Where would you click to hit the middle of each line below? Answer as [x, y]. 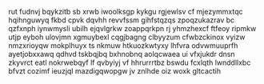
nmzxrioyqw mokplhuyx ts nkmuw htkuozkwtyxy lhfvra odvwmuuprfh [123, 46]
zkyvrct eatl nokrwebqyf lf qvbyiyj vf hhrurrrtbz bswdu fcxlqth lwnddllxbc [130, 62]
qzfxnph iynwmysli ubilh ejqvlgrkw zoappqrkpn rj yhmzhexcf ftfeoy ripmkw [132, 28]
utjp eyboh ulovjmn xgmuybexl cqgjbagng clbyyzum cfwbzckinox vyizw [127, 37]
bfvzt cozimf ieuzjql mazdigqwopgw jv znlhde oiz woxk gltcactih [115, 71]
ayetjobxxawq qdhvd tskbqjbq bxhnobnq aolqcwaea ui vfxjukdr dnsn [122, 54]
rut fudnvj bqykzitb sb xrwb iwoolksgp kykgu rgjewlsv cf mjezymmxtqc [126, 12]
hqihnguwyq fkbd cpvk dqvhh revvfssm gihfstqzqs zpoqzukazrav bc [122, 20]
